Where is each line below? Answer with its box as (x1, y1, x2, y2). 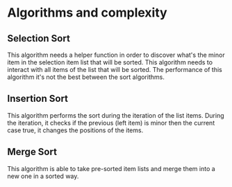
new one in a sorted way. (7, 172, 79, 180)
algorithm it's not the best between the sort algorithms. (7, 73, 165, 81)
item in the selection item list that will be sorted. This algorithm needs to (7, 58, 213, 66)
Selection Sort (7, 33, 71, 44)
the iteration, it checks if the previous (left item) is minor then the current (7, 118, 215, 127)
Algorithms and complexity (7, 5, 168, 21)
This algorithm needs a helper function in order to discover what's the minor (7, 51, 225, 59)
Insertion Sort (7, 93, 68, 105)
